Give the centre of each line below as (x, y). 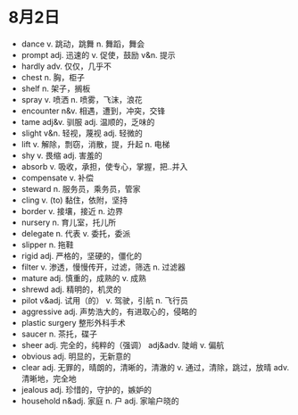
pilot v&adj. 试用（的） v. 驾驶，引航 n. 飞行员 (105, 300)
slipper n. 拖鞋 (47, 245)
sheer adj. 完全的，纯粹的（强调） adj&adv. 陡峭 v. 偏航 (123, 344)
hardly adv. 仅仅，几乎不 (66, 66)
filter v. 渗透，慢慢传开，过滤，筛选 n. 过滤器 (103, 267)
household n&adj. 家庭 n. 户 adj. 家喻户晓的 (100, 401)
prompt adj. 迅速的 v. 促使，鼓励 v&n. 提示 (98, 54)
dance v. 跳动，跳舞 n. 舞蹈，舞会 (83, 44)
